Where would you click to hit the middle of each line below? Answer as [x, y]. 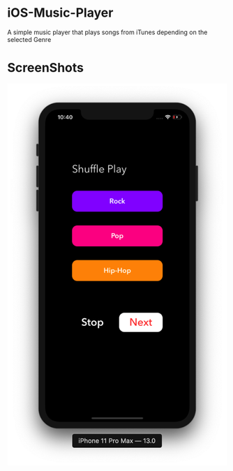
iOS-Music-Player [60, 13]
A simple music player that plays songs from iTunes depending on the [107, 32]
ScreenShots [45, 68]
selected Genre [29, 39]
